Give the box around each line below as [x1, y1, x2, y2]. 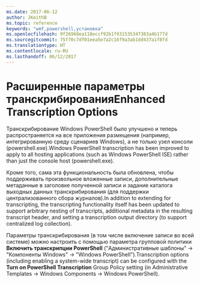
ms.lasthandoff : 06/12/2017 [6, 54, 77, 60]
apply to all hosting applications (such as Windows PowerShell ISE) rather [6, 151, 189, 158]
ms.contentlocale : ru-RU [6, 48, 68, 54]
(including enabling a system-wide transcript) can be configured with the [6, 257, 187, 264]
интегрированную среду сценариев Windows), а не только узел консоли [6, 138, 193, 145]
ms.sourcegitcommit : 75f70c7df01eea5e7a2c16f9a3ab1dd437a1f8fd [6, 37, 168, 43]
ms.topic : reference [6, 20, 58, 26]
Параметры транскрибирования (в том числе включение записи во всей [6, 231, 194, 238]
